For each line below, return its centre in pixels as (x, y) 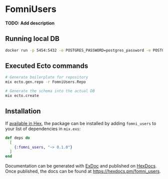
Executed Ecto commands (47, 66)
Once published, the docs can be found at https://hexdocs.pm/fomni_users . (83, 171)
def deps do (17, 138)
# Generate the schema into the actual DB (50, 91)
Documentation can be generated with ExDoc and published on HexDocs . (81, 166)
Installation (23, 111)
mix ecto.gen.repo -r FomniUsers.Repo (45, 82)
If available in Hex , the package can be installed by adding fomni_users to (81, 123)
